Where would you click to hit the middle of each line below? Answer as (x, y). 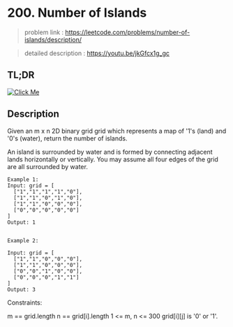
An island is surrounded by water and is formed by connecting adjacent (110, 152)
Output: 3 (22, 289)
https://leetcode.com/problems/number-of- (128, 32)
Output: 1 (22, 222)
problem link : (44, 32)
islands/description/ (53, 39)
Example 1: (23, 180)
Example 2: (23, 240)
